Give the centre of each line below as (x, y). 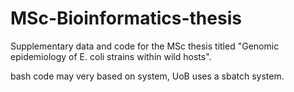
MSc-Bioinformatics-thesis (126, 18)
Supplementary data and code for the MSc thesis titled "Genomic (145, 46)
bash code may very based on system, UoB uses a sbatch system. (147, 76)
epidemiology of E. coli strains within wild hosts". (111, 56)
